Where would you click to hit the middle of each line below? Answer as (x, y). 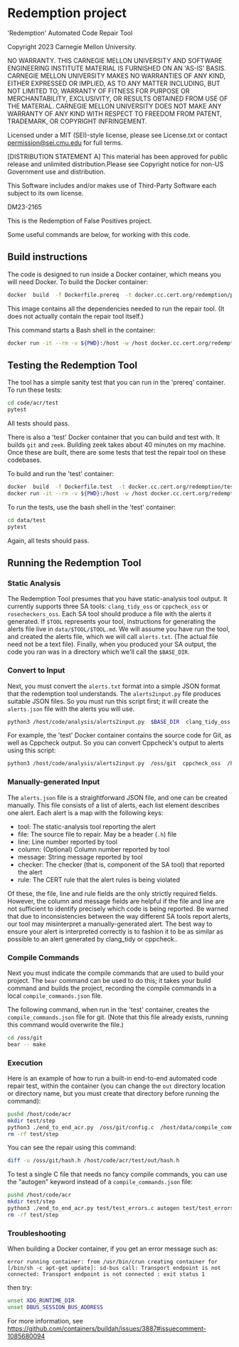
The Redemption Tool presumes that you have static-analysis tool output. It (117, 599)
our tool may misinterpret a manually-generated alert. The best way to (110, 924)
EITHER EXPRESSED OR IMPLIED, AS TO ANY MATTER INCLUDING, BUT (114, 83)
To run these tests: (35, 390)
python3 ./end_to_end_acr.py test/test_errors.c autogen (94, 1209)
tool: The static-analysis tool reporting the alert (86, 827)
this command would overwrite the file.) (66, 1024)
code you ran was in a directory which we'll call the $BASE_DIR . (99, 652)
